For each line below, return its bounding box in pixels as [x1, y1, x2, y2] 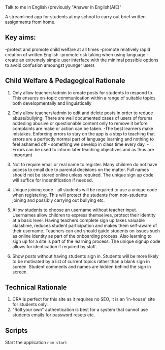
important [12, 152, 33, 158]
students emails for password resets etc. [12, 312, 95, 318]
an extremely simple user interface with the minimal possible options [19, 57, 159, 63]
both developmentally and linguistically [12, 100, 92, 106]
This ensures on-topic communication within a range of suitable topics [12, 95, 156, 101]
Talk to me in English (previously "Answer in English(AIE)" [5, 4, 122, 10]
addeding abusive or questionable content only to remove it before [12, 120, 148, 126]
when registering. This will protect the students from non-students [12, 192, 147, 198]
